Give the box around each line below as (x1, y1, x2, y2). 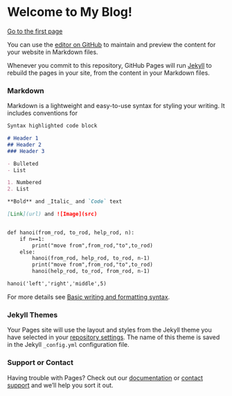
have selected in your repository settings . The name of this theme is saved (7, 333, 220, 341)
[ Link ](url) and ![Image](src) (7, 210, 98, 218)
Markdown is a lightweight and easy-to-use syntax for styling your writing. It (7, 102, 225, 110)
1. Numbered (7, 179, 42, 186)
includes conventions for (7, 109, 78, 118)
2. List (7, 186, 30, 192)
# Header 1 (7, 135, 39, 142)
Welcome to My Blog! (7, 4, 133, 20)
